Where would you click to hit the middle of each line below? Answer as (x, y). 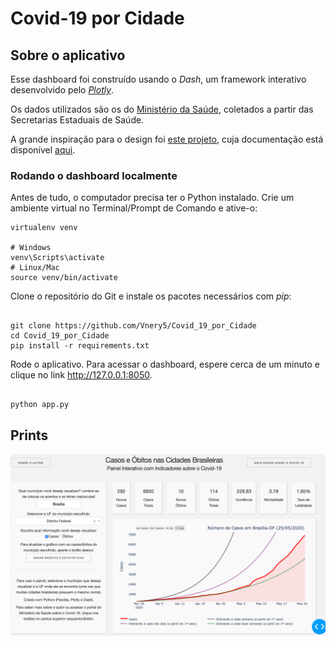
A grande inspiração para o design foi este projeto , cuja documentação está (167, 139)
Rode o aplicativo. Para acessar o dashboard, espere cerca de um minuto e (165, 364)
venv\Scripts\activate (57, 258)
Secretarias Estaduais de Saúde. (77, 120)
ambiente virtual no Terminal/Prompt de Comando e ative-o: (134, 208)
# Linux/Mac (35, 268)
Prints (29, 435)
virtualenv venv (44, 228)
